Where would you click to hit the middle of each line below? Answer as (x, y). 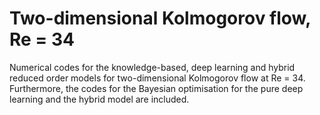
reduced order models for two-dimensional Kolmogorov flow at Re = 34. (157, 78)
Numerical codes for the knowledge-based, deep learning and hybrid (152, 67)
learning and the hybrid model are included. (99, 99)
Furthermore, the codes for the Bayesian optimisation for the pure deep (156, 88)
